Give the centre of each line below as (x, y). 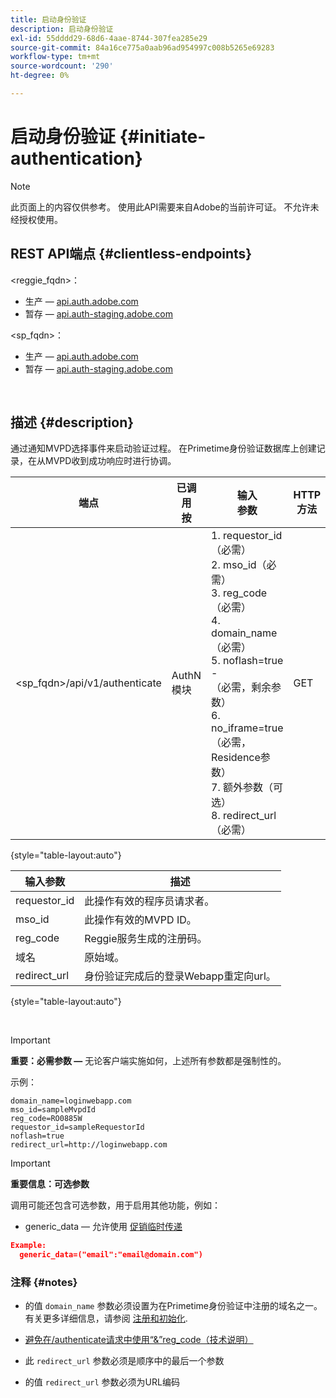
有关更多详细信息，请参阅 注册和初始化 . (106, 1318)
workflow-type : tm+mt (55, 57)
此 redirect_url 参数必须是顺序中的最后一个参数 (124, 1361)
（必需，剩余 (241, 688)
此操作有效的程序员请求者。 (149, 901)
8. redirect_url (244, 816)
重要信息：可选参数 (50, 1184)
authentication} (76, 158)
